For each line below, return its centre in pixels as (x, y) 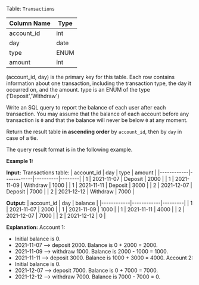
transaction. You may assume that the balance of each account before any (98, 114)
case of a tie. (22, 138)
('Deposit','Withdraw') (33, 96)
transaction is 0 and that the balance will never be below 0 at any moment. (97, 120)
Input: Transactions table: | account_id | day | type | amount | (81, 173)
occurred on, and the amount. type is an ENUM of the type (78, 90)
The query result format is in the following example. (69, 149)
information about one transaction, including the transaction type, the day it (99, 83)
